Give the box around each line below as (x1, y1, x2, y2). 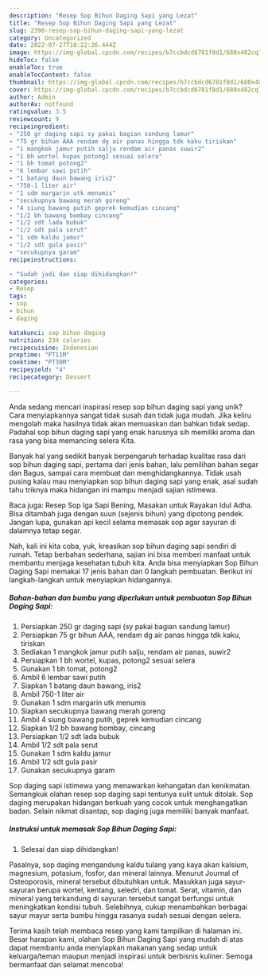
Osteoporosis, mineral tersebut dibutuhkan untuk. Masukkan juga (9, 877, 223, 886)
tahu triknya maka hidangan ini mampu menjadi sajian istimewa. (9, 484, 218, 494)
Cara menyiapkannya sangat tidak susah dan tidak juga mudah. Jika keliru (9, 410, 252, 420)
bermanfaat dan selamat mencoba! (9, 959, 124, 969)
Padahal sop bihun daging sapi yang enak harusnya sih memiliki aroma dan (9, 427, 255, 437)
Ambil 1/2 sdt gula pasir (20, 756, 98, 766)
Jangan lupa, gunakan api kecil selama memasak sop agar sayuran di (9, 517, 237, 527)
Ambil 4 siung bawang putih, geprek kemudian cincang (20, 714, 202, 724)
